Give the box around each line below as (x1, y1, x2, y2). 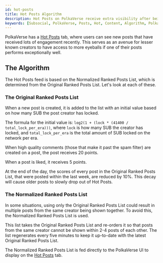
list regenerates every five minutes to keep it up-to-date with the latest (5, 232, 147, 238)
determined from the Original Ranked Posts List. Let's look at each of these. (5, 82, 156, 88)
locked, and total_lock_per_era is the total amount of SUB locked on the (5, 130, 150, 136)
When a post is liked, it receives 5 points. (5, 159, 87, 165)
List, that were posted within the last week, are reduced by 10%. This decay (5, 174, 156, 180)
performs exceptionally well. (5, 50, 62, 56)
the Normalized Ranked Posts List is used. (5, 212, 89, 218)
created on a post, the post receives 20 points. (5, 150, 98, 156)
